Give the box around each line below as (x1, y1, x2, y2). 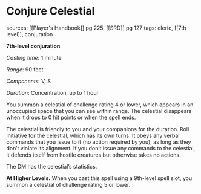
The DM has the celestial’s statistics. (6, 163, 97, 170)
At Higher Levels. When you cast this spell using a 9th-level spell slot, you (6, 174, 193, 182)
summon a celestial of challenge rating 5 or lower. (6, 181, 131, 188)
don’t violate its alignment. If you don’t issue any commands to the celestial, (6, 144, 196, 152)
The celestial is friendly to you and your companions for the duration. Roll (6, 125, 189, 132)
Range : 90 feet (6, 65, 44, 73)
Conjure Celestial (6, 4, 95, 18)
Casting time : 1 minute (6, 54, 62, 61)
